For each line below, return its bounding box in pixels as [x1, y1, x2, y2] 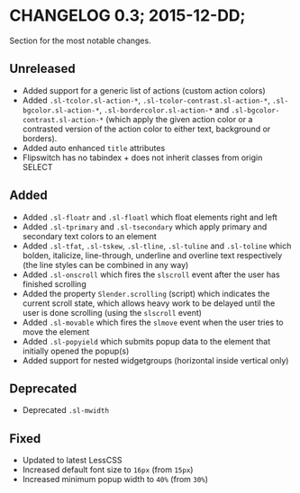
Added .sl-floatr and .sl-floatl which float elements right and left [22, 211, 277, 222]
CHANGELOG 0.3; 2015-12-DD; [9, 5, 246, 26]
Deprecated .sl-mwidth [22, 405, 110, 416]
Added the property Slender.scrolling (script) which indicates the [22, 288, 270, 299]
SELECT [22, 161, 53, 172]
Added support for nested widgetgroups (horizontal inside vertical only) [22, 354, 289, 365]
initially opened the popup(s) [22, 345, 130, 356]
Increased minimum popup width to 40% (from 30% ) [22, 474, 209, 485]
